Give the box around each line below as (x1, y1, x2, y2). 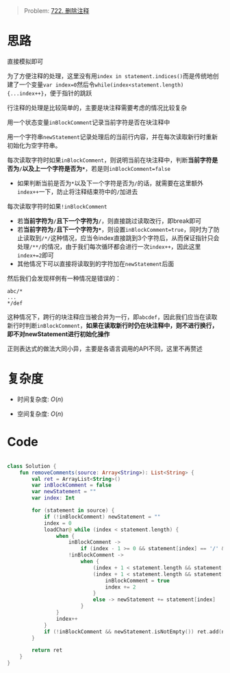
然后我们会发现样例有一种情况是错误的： (7, 274, 121, 282)
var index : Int (31, 495, 75, 501)
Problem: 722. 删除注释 (23, 7, 90, 14)
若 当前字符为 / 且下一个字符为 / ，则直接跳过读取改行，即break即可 (16, 216, 202, 225)
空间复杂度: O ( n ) (16, 410, 64, 418)
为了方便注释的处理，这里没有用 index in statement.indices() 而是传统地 (7, 71, 214, 80)
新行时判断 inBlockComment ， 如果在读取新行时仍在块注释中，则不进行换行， (7, 321, 218, 329)
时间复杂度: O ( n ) (16, 394, 64, 403)
